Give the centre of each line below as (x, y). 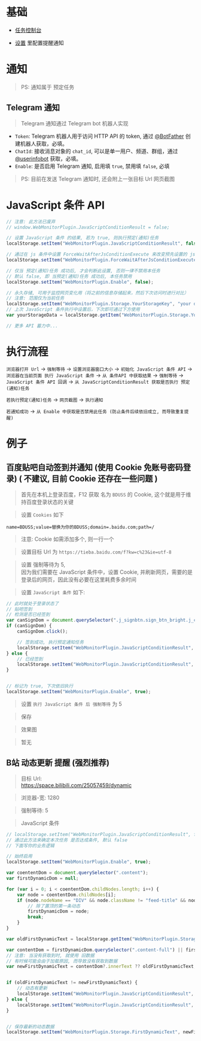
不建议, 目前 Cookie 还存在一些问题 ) (91, 479)
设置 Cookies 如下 (42, 515)
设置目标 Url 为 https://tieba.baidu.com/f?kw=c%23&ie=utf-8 (96, 552)
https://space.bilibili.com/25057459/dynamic (76, 785)
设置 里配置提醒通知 (39, 43)
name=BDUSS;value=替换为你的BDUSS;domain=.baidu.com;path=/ (80, 527)
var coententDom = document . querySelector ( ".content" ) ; (77, 873)
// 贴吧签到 (19, 609)
